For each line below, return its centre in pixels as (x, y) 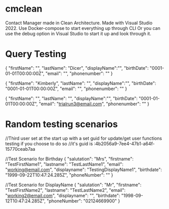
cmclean (24, 9)
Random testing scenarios (61, 124)
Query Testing (36, 54)
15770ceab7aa (20, 149)
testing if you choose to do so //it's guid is (49, 143)
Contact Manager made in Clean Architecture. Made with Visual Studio (79, 23)
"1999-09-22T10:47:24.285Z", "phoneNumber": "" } (59, 175)
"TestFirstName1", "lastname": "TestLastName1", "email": (65, 164)
